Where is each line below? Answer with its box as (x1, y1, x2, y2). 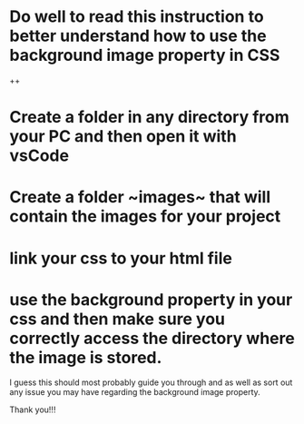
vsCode (9, 145, 70, 166)
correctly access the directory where (9, 328, 295, 349)
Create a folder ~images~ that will (9, 187, 271, 208)
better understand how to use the (9, 25, 267, 46)
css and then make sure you (9, 309, 225, 329)
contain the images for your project (9, 206, 281, 227)
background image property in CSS (9, 45, 280, 65)
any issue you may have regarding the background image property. (9, 387, 260, 398)
